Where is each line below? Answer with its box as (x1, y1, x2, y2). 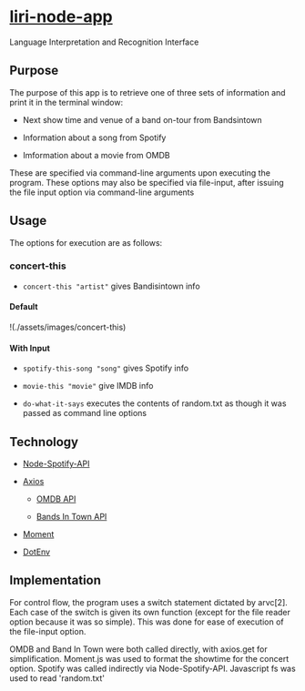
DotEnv (22, 546, 51, 557)
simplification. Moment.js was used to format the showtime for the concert (9, 653, 290, 664)
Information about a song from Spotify (22, 132, 167, 143)
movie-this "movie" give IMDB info (22, 381, 154, 391)
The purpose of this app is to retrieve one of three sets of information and (9, 86, 286, 97)
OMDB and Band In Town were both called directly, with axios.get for (9, 644, 268, 655)
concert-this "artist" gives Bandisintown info (22, 280, 200, 291)
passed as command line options (22, 408, 147, 419)
